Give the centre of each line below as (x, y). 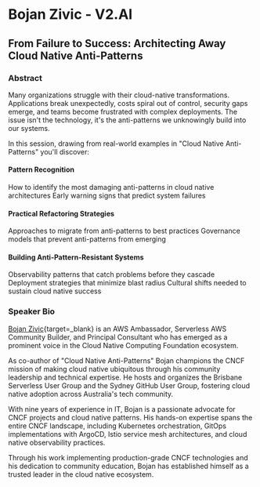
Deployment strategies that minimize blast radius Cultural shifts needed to (127, 283)
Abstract (25, 78)
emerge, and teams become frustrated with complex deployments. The (123, 111)
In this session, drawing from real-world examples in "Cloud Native (116, 144)
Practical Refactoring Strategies (61, 213)
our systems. (29, 128)
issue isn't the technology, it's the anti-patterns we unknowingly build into (127, 120)
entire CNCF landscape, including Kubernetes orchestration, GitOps (117, 426)
